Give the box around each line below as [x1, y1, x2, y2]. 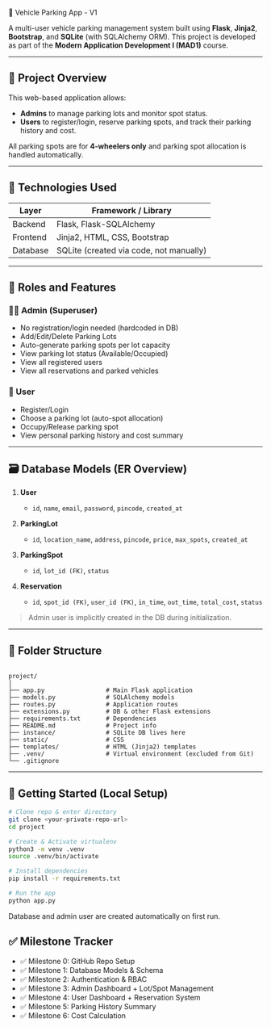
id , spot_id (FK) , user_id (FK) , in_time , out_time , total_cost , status [31, 597, 263, 607]
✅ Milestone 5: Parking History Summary [19, 1001, 156, 1011]
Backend [12, 218, 46, 229]
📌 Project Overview [8, 71, 107, 85]
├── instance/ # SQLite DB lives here [8, 729, 186, 737]
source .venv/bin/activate [8, 853, 99, 861]
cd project [8, 823, 45, 831]
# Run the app [8, 889, 56, 898]
